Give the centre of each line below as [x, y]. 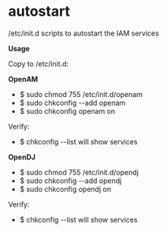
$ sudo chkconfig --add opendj [71, 181]
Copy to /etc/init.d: [39, 64]
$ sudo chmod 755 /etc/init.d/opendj [79, 172]
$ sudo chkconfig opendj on [65, 189]
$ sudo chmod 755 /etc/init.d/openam [81, 94]
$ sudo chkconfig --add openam [72, 103]
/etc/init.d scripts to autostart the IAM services [83, 33]
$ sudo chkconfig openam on [67, 111]
